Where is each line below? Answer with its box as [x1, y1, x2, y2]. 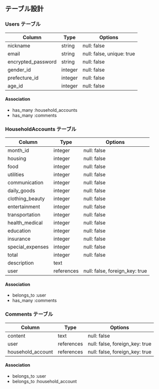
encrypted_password [7, 58, 57, 65]
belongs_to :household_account [12, 378, 77, 384]
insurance [7, 235, 31, 242]
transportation [7, 212, 41, 218]
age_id [7, 82, 23, 89]
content [7, 332, 26, 339]
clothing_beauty [7, 195, 45, 202]
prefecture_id [7, 74, 39, 81]
